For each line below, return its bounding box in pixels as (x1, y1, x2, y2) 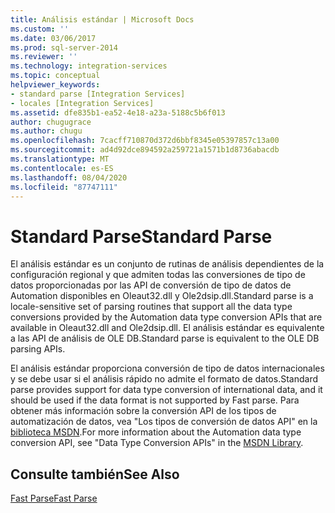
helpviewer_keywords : (10, 80, 101, 90)
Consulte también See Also (10, 466, 180, 483)
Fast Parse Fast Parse (10, 492, 98, 505)
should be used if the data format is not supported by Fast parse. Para (10, 394, 300, 406)
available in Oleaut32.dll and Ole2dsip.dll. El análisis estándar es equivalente (10, 322, 325, 334)
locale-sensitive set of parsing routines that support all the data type (10, 301, 293, 313)
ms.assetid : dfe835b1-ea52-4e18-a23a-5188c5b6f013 (10, 107, 226, 118)
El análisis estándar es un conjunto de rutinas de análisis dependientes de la (10, 258, 325, 270)
